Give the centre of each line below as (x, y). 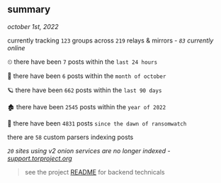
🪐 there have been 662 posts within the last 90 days (85, 90)
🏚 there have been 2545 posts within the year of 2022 (87, 106)
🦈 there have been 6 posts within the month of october (87, 76)
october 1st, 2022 (33, 26)
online (16, 48)
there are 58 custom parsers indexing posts (70, 137)
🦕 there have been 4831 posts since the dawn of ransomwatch (97, 123)
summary (29, 10)
